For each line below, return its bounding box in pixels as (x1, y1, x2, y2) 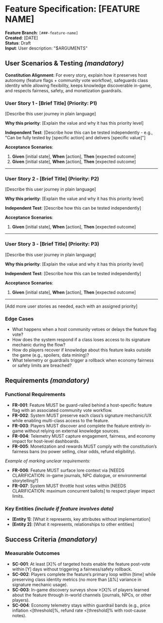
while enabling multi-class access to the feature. (12, 417, 109, 423)
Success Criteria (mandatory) (5, 535, 98, 544)
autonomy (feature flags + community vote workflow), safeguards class (5, 77, 148, 83)
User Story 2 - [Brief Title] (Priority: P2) (5, 175, 99, 182)
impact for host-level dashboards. (12, 438, 80, 444)
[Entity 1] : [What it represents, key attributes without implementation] (12, 516, 151, 522)
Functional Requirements (5, 391, 65, 398)
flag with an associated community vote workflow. (12, 407, 113, 413)
